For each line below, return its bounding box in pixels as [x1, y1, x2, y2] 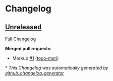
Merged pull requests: [5, 46, 52, 51]
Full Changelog [5, 36, 36, 42]
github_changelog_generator [5, 70, 64, 76]
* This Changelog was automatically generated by [5, 65, 109, 71]
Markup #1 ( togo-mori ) [12, 55, 59, 61]
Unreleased [5, 23, 42, 31]
